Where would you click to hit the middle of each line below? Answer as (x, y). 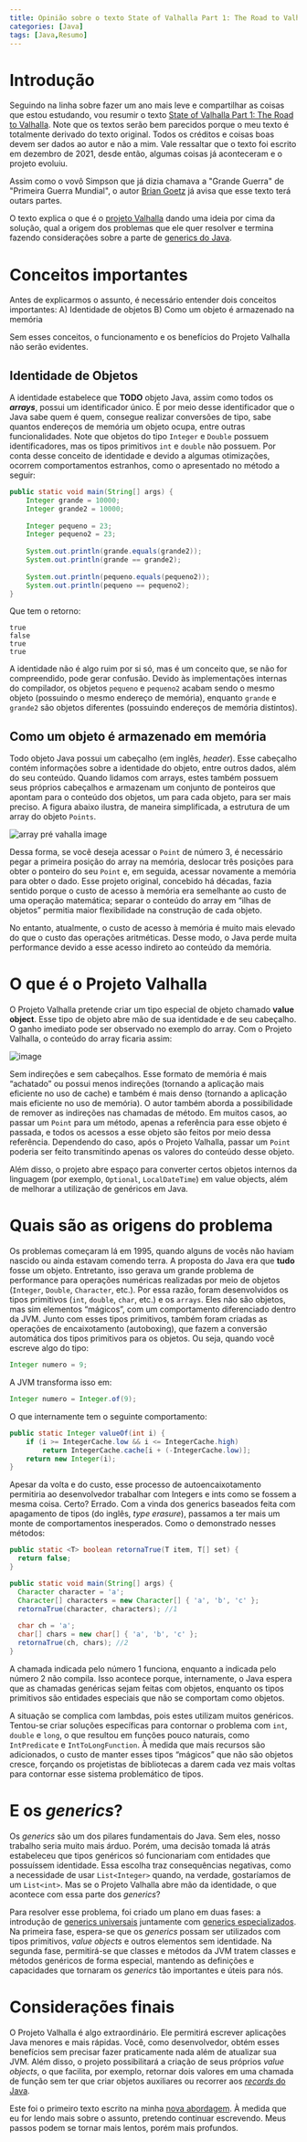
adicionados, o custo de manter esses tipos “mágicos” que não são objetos (152, 1754)
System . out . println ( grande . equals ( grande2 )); (114, 552)
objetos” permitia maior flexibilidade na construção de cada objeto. (136, 911)
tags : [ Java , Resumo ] (49, 35)
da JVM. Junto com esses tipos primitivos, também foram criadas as (138, 1319)
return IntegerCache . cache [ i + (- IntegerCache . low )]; (147, 1450)
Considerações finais (92, 2007)
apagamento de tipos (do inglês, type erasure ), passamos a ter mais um (145, 1514)
